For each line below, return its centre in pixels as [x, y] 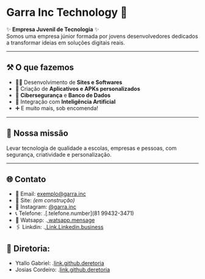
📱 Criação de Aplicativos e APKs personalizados [77, 88]
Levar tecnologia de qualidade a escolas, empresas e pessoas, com [92, 148]
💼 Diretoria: [28, 248]
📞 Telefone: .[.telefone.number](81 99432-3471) [74, 213]
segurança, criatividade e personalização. [59, 154]
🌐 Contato [26, 179]
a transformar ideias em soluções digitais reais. [66, 43]
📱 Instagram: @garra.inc [46, 207]
